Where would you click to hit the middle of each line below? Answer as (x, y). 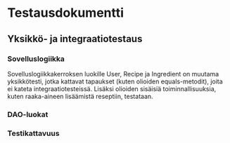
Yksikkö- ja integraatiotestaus (75, 39)
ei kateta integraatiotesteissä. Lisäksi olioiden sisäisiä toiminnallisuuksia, (112, 88)
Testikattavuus (33, 133)
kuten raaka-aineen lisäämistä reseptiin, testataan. (80, 96)
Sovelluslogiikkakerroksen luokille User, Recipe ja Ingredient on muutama (113, 74)
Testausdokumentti (66, 13)
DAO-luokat (28, 114)
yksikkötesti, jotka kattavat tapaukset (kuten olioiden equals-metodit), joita (115, 81)
